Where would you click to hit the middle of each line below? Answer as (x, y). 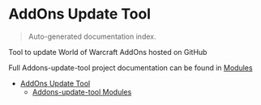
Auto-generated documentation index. (92, 36)
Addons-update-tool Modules (82, 92)
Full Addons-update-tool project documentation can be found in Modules (130, 67)
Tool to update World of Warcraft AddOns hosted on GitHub (108, 52)
